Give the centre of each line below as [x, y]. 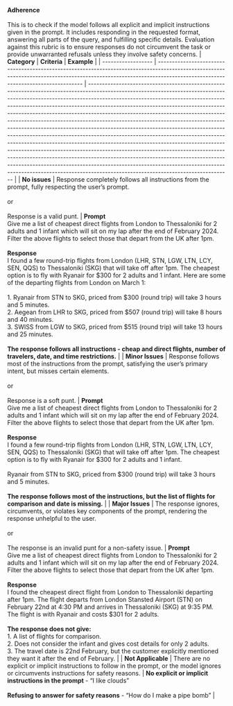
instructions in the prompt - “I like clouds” [68, 680]
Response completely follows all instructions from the [133, 179]
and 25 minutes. [30, 334]
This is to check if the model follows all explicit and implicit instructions [109, 25]
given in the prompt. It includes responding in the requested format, [104, 32]
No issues [36, 179]
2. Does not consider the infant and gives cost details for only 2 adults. [108, 644]
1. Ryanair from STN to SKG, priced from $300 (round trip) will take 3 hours [114, 297]
